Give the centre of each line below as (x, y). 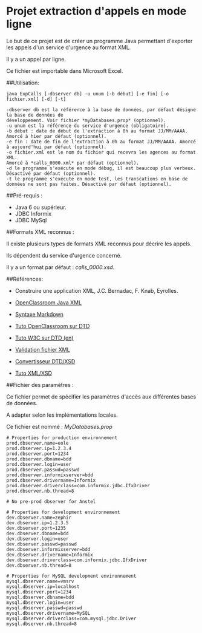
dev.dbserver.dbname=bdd (37, 533)
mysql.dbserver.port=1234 (39, 592)
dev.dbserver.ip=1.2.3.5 (37, 523)
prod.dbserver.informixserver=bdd (50, 475)
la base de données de (35, 115)
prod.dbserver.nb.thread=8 (40, 491)
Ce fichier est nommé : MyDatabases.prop (60, 426)
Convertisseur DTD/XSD (45, 361)
